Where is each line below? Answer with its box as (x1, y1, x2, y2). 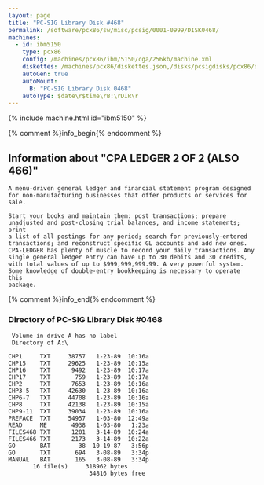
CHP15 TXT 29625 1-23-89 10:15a (8, 359, 149, 368)
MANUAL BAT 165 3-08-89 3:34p (8, 456, 149, 464)
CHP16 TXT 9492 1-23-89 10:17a (8, 366, 149, 374)
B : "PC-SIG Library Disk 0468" (28, 84, 132, 93)
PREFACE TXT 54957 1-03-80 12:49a (8, 414, 149, 423)
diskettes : (22, 63, 58, 71)
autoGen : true (22, 70, 68, 78)
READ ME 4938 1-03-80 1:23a (8, 421, 149, 429)
